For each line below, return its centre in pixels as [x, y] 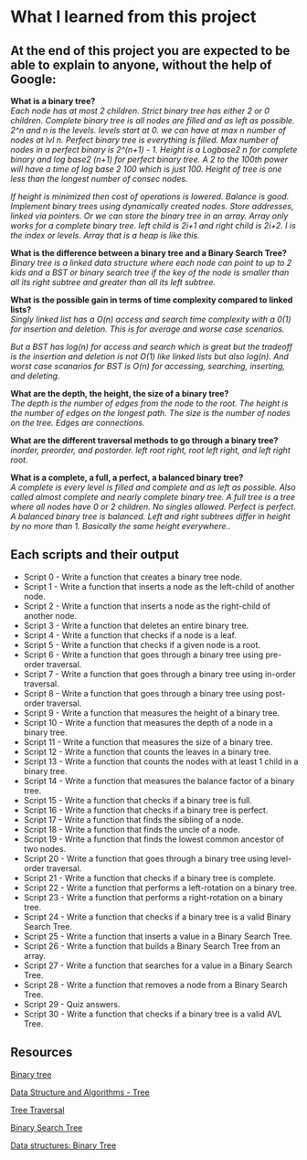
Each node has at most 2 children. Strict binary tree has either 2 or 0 [140, 111]
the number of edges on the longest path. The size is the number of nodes [150, 413]
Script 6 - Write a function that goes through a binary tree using [143, 654]
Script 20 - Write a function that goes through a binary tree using [146, 858]
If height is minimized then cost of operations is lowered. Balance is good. [150, 197]
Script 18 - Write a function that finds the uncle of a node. [132, 829]
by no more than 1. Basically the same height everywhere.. [121, 526]
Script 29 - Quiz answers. [72, 1004]
